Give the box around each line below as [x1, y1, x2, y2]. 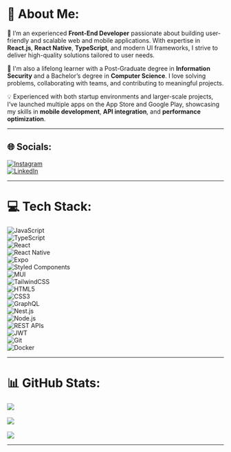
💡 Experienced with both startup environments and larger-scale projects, [7, 92, 214, 101]
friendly [7, 36, 30, 44]
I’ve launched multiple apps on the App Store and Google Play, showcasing [7, 100, 220, 108]
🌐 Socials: [7, 141, 52, 153]
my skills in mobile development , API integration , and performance [7, 107, 201, 116]
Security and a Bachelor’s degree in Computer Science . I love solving [7, 72, 206, 80]
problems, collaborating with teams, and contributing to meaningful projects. [7, 79, 224, 87]
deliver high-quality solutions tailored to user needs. [7, 51, 155, 59]
